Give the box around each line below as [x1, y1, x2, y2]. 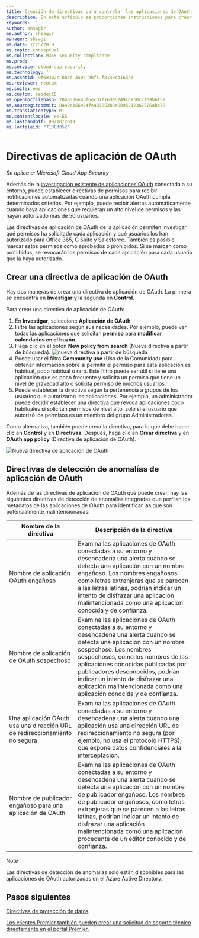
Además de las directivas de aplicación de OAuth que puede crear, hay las [6, 489, 188, 496]
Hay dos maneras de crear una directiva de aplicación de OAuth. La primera [6, 288, 191, 295]
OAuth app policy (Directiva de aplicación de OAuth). [6, 436, 137, 443]
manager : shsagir [6, 36, 49, 42]
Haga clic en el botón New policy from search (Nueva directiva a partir [14, 342, 188, 349]
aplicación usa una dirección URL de [78, 721, 179, 730]
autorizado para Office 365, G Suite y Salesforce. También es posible [6, 236, 175, 243]
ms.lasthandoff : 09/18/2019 [6, 119, 76, 125]
